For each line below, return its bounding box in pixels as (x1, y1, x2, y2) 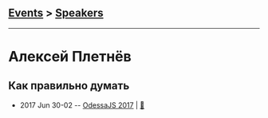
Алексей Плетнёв (8, 48, 132, 65)
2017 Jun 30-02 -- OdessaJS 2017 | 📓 (19, 100, 145, 110)
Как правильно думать (8, 79, 130, 92)
